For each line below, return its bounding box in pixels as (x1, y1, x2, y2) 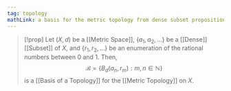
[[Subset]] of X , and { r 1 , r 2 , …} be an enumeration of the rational (23, 44, 204, 54)
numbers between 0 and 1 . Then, (23, 53, 118, 62)
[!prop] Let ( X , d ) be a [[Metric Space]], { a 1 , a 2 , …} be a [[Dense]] (23, 35, 208, 45)
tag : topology (7, 10, 48, 17)
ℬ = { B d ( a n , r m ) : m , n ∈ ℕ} (85, 64, 163, 74)
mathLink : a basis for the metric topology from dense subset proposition (7, 16, 226, 23)
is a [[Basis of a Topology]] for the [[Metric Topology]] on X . (23, 76, 195, 84)
